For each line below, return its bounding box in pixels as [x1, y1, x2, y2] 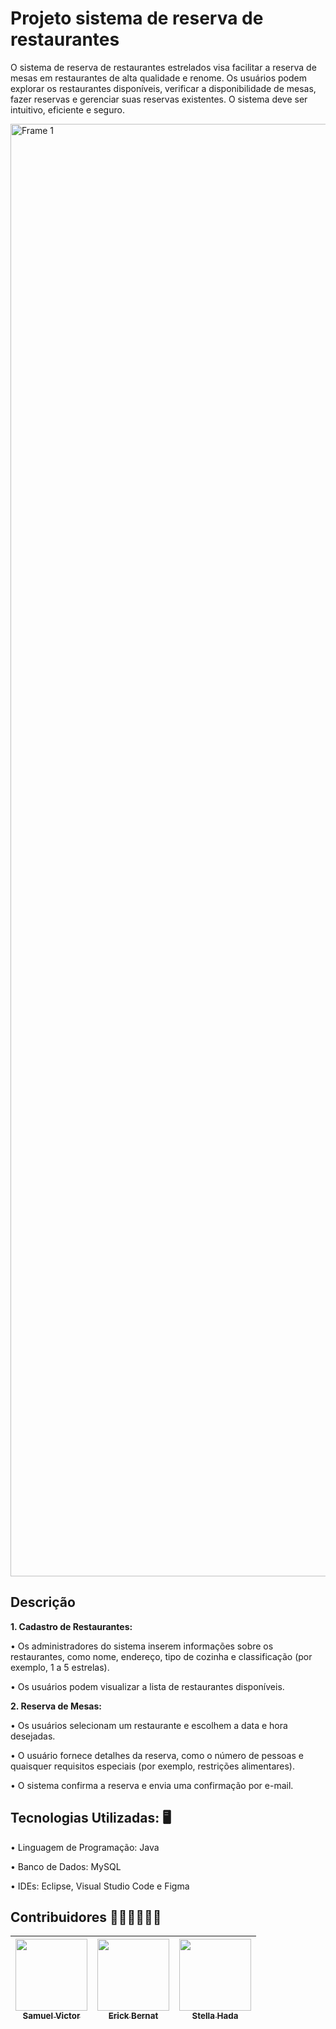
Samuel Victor [22, 2010, 81, 2022]
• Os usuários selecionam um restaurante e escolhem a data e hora [10, 1719, 288, 1731]
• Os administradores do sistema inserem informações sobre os [10, 1640, 274, 1652]
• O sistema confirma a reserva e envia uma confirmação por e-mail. [10, 1779, 294, 1791]
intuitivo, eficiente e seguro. [10, 103, 125, 116]
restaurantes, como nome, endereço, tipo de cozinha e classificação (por [10, 1650, 313, 1662]
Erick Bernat [108, 2010, 159, 2022]
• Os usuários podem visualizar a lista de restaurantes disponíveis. [10, 1680, 285, 1692]
